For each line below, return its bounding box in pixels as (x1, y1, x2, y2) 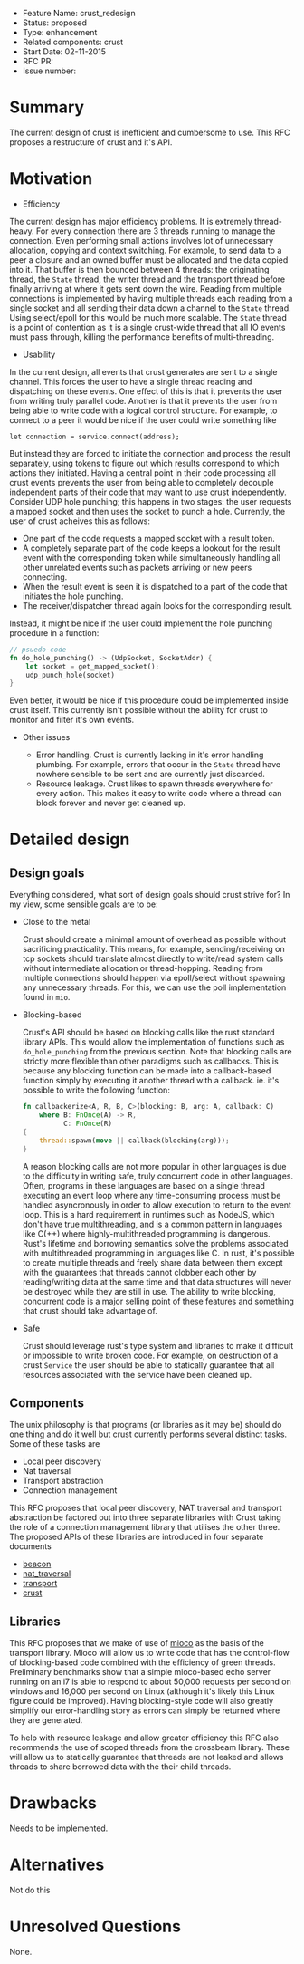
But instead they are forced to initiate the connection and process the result (9, 448, 291, 458)
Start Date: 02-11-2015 (22, 46, 107, 57)
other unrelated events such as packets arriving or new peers (22, 562, 252, 573)
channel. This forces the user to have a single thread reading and (9, 376, 252, 387)
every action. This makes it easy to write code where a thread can (35, 788, 282, 799)
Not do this (9, 1884, 52, 1895)
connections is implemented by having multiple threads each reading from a (9, 293, 293, 303)
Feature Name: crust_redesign (22, 8, 136, 18)
